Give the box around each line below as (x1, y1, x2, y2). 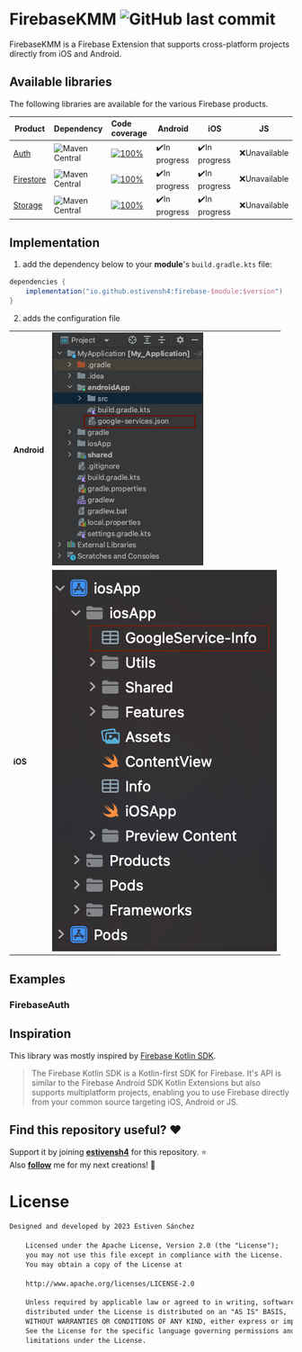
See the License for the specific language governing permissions (25, 1326, 280, 1336)
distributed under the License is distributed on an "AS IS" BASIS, (25, 1308, 288, 1317)
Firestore (13, 174, 47, 185)
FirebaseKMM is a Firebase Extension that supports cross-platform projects (9, 39, 290, 50)
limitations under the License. (25, 1336, 147, 1345)
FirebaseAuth (9, 998, 70, 1011)
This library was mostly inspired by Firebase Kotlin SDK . (9, 1050, 217, 1061)
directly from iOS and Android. (9, 48, 122, 59)
